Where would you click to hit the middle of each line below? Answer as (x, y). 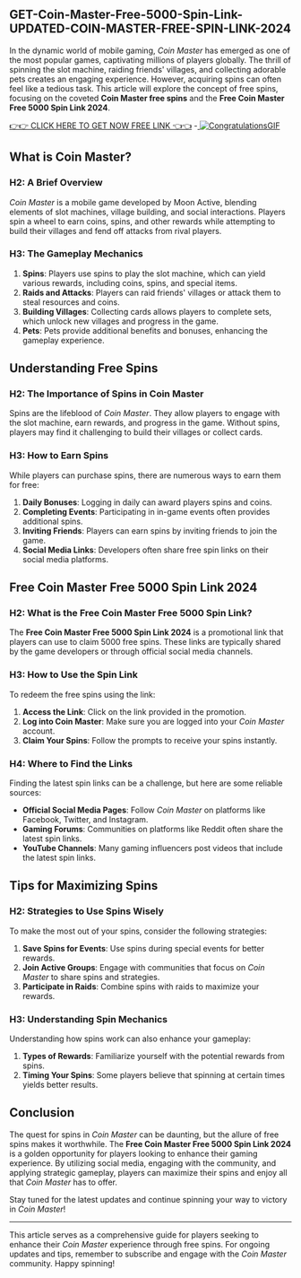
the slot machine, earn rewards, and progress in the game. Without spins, (145, 423)
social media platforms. (65, 559)
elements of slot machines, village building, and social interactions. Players (147, 212)
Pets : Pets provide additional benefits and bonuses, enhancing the (145, 330)
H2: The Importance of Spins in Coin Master (107, 394)
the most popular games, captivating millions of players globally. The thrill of (150, 60)
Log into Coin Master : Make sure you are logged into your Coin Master (153, 721)
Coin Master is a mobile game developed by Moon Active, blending (133, 202)
